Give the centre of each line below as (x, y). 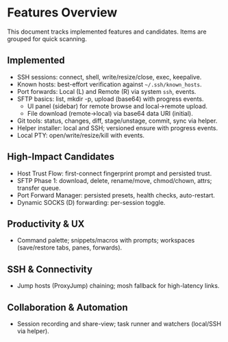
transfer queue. (39, 188)
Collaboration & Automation (67, 307)
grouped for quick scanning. (47, 38)
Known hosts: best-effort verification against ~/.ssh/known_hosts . (109, 84)
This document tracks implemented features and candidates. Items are (107, 32)
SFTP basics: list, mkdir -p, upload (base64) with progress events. (110, 99)
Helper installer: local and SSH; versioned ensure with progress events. (117, 127)
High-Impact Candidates (61, 157)
